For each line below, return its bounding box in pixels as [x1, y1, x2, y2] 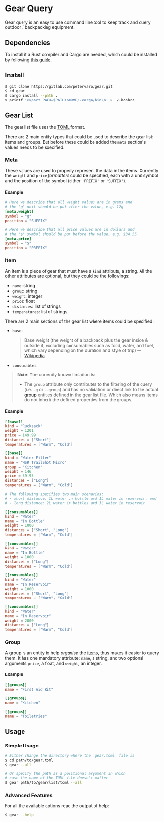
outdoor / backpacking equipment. [5, 24, 75, 30]
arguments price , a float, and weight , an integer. [5, 660, 102, 666]
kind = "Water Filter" [5, 455, 51, 460]
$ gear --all [5, 762, 32, 767]
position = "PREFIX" [5, 246, 47, 250]
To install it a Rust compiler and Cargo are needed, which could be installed [5, 51, 158, 57]
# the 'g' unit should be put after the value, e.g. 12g [5, 204, 124, 210]
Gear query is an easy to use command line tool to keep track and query [5, 19, 151, 25]
